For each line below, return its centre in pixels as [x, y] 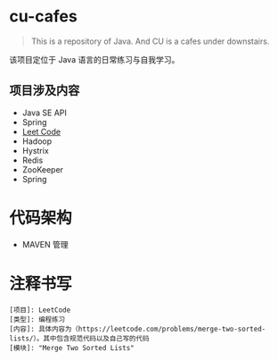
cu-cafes [43, 17]
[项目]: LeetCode [40, 310]
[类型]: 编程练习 [37, 319]
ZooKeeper [43, 169]
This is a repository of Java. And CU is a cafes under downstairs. [150, 41]
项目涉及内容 [45, 91]
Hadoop [37, 141]
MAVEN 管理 [45, 244]
